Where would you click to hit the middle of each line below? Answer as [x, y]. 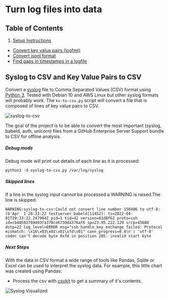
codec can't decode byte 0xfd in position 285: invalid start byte [78, 236]
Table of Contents [34, 28]
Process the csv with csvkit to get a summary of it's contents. [77, 281]
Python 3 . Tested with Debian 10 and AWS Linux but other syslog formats [82, 95]
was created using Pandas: [34, 271]
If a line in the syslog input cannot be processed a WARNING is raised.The [83, 194]
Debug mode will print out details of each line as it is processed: [73, 161]
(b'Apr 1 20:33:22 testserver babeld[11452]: [55, 214]
